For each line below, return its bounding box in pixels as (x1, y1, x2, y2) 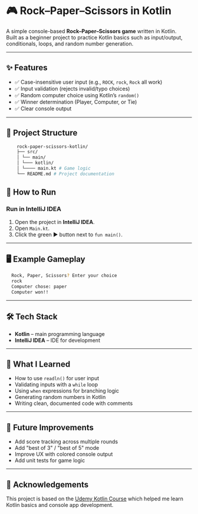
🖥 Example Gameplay (6, 254, 85, 264)
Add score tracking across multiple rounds (14, 438, 118, 445)
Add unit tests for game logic (14, 457, 85, 464)
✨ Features (6, 62, 48, 73)
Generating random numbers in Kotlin (14, 394, 106, 401)
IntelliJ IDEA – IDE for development (14, 337, 100, 344)
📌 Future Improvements (6, 422, 94, 433)
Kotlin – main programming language (14, 330, 105, 337)
